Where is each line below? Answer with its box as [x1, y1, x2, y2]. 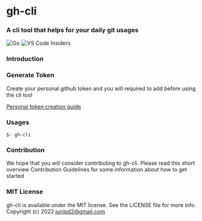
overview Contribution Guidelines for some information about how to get [6, 166, 187, 173]
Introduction [6, 54, 44, 63]
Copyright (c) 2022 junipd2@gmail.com [6, 208, 105, 215]
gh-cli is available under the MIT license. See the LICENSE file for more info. [6, 201, 196, 208]
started [6, 173, 24, 180]
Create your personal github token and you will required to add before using [6, 85, 196, 92]
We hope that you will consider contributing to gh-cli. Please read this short [6, 159, 195, 167]
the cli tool [6, 91, 33, 98]
